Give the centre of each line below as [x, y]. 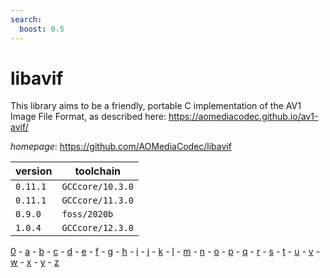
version [34, 171]
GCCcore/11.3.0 [97, 200]
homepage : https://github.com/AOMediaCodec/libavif [121, 147]
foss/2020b [87, 214]
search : [26, 19]
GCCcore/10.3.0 [97, 187]
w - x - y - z [35, 262]
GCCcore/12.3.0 [97, 228]
